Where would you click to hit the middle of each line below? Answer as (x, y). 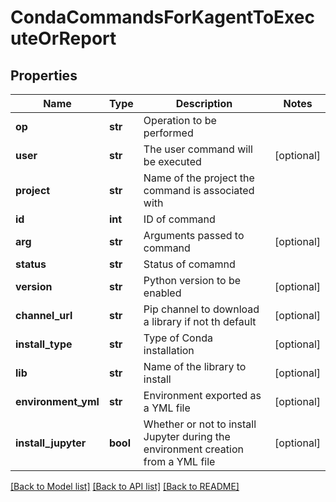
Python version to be (192, 280)
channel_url (44, 315)
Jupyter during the (187, 436)
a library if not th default (200, 321)
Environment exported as (202, 395)
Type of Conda (178, 338)
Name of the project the (199, 178)
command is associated (199, 190)
